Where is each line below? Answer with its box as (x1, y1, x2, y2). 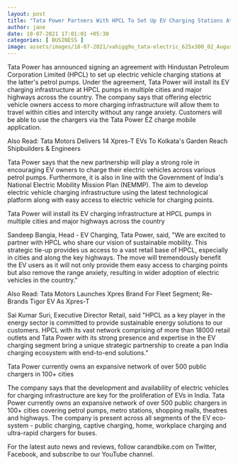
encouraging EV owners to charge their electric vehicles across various (7, 166, 216, 174)
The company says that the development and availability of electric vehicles (7, 383, 229, 392)
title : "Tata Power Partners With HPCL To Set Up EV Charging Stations (7, 17, 223, 24)
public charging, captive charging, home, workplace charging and (34, 421, 227, 430)
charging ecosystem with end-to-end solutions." (7, 349, 149, 357)
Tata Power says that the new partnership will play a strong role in (7, 158, 200, 167)
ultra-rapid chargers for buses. (7, 429, 98, 437)
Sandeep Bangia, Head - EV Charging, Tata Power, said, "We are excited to (7, 231, 226, 239)
